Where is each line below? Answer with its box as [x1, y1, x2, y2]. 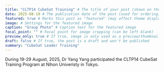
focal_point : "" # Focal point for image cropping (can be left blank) [5, 29, 154, 34]
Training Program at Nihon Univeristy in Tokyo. [5, 61, 99, 67]
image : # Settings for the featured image [5, 20, 93, 26]
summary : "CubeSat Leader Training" [5, 43, 80, 48]
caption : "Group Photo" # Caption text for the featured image [5, 25, 137, 30]
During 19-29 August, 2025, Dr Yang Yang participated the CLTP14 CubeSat [5, 56, 157, 62]
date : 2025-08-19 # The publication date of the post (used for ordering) [5, 12, 161, 16]
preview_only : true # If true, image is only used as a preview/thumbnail [5, 34, 161, 39]
